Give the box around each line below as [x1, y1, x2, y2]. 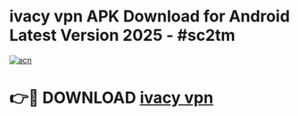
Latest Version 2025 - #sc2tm [9, 25, 236, 46]
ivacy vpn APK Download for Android [9, 6, 290, 27]
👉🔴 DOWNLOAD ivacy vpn [9, 87, 214, 108]
